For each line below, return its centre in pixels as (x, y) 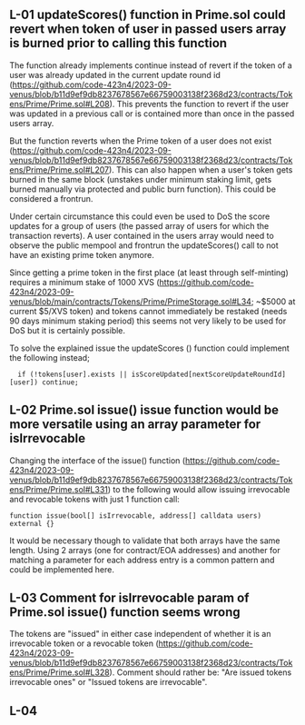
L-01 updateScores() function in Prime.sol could (148, 15)
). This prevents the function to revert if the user (199, 104)
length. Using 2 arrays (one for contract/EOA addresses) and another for (145, 550)
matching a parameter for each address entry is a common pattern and (142, 560)
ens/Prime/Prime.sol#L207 (59, 169)
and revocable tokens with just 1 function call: (94, 499)
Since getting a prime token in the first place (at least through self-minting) (149, 273)
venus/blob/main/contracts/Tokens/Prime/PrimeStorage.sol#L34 (131, 301)
